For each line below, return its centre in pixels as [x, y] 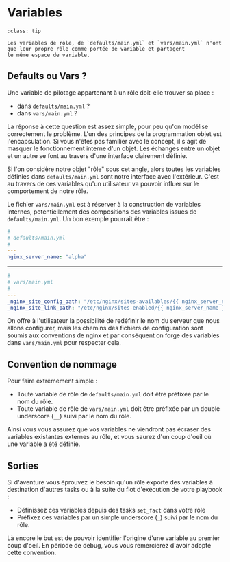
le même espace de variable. [49, 55]
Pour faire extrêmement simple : [52, 381]
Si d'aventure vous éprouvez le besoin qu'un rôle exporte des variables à [110, 482]
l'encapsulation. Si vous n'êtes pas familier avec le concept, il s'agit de [107, 141]
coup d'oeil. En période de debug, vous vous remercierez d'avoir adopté [109, 545]
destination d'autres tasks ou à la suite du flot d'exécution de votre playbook [115, 490]
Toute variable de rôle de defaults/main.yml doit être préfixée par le [113, 394]
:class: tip [24, 31]
